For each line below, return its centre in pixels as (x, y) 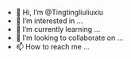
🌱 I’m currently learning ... (58, 29)
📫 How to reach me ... (52, 47)
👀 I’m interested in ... (49, 21)
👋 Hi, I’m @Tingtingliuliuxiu (60, 12)
